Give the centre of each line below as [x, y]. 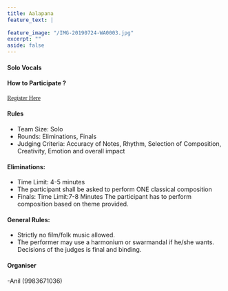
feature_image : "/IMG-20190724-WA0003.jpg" [71, 33]
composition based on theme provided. [73, 204]
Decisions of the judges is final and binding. [79, 250]
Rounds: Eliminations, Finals [57, 136]
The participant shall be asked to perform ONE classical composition [114, 189]
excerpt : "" [24, 39]
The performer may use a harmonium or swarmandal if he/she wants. [116, 242]
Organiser [22, 265]
